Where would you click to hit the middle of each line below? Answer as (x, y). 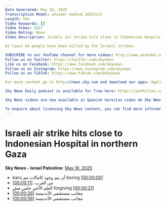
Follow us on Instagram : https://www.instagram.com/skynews (68, 69)
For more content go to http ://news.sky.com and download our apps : (77, 82)
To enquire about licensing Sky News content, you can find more (74, 109)
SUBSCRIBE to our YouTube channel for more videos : (59, 55)
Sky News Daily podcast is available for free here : (61, 91)
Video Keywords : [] (25, 23)
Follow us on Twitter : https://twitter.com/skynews (59, 60)
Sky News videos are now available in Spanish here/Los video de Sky (78, 100)
